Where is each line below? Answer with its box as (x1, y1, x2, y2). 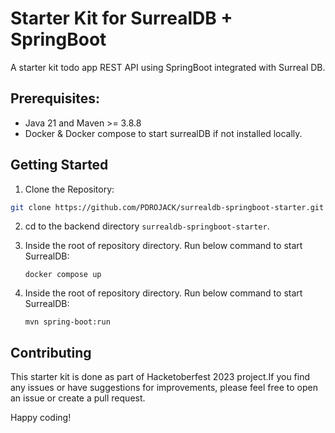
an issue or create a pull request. (10, 392, 146, 404)
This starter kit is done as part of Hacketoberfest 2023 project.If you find (10, 371, 311, 383)
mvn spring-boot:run (24, 317, 111, 327)
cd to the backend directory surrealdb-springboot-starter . (24, 220, 270, 232)
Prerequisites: (10, 90, 100, 107)
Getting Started (10, 157, 109, 174)
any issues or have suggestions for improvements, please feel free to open (10, 382, 318, 394)
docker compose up (24, 270, 102, 280)
